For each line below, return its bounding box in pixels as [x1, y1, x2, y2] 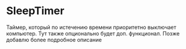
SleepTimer [6, 4, 65, 18]
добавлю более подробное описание [6, 36, 102, 43]
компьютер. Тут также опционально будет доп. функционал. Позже [6, 30, 180, 37]
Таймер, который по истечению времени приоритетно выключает [6, 24, 177, 31]
